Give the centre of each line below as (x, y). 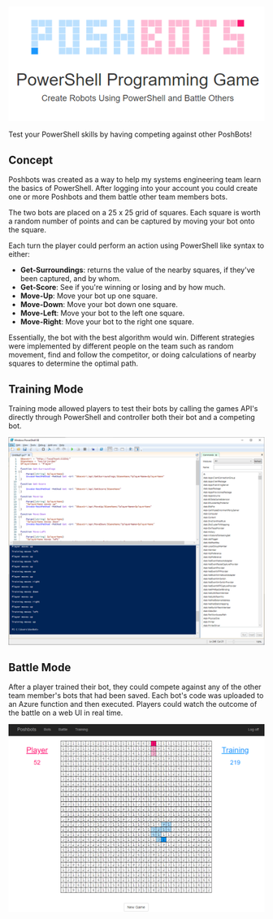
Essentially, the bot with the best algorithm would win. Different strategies (132, 338)
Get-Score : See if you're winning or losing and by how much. (123, 288)
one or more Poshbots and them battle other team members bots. (118, 197)
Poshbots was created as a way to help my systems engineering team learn (135, 180)
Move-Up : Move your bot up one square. (89, 296)
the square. (28, 230)
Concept (31, 160)
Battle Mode (40, 668)
